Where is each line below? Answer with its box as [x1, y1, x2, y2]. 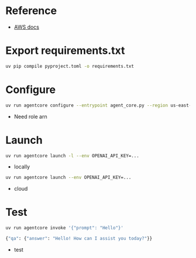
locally [13, 163, 30, 170]
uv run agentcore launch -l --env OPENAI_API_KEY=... [5, 153, 140, 159]
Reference [5, 4, 57, 18]
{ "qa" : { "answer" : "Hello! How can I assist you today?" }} [5, 236, 153, 242]
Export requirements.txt [5, 44, 125, 57]
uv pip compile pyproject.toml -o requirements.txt [5, 63, 134, 69]
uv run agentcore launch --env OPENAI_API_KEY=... [5, 174, 132, 181]
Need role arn [13, 113, 47, 120]
